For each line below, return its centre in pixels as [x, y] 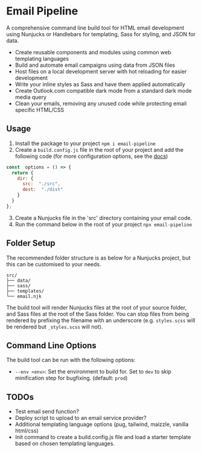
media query [31, 97]
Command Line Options [51, 345]
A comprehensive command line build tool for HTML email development [95, 28]
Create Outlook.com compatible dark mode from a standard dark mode [103, 90]
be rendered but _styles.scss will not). [55, 326]
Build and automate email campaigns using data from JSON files [95, 65]
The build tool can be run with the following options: [71, 360]
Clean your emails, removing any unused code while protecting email [101, 103]
